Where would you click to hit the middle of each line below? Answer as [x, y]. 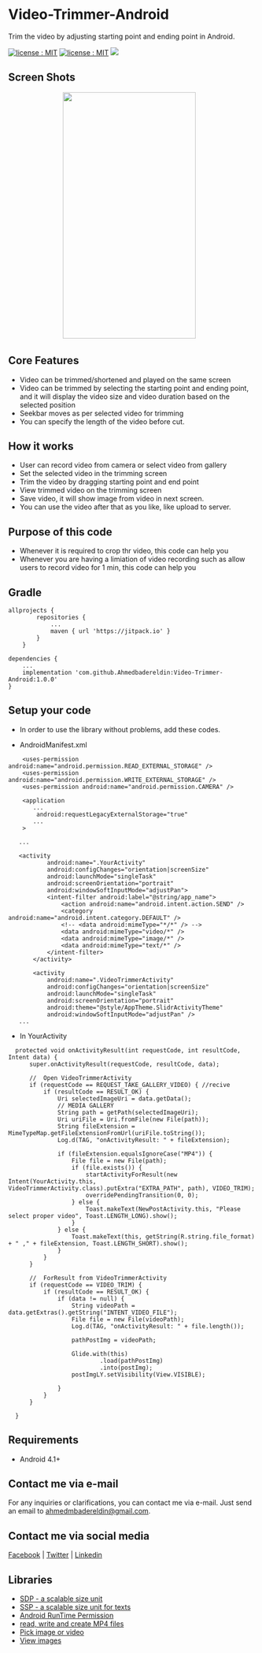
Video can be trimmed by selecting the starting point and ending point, [134, 388]
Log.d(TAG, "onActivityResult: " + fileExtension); [144, 1140]
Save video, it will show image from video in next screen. [112, 499]
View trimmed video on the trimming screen [90, 490]
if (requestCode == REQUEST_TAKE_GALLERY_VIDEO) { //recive [129, 1085]
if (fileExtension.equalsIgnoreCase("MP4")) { [135, 1154]
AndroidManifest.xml [54, 745]
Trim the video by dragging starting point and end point [109, 482]
